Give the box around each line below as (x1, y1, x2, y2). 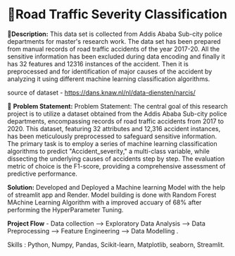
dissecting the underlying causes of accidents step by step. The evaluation (7, 154, 225, 163)
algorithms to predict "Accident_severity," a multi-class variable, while (7, 147, 210, 155)
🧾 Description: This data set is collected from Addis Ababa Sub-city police (7, 30, 223, 38)
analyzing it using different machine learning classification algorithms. (7, 74, 210, 83)
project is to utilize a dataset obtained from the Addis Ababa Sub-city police (7, 109, 227, 118)
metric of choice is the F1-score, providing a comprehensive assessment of (7, 161, 226, 170)
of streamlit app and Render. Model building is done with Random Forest (7, 190, 217, 199)
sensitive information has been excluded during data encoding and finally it (7, 52, 225, 61)
